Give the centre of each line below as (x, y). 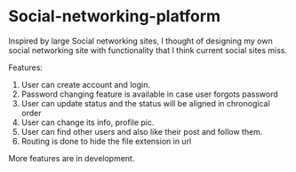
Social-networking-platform (115, 16)
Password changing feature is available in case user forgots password (150, 94)
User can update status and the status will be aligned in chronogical (145, 103)
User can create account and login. (85, 84)
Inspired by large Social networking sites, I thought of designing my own (140, 41)
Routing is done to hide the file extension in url (106, 141)
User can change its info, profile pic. (88, 122)
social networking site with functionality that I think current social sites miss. (148, 50)
